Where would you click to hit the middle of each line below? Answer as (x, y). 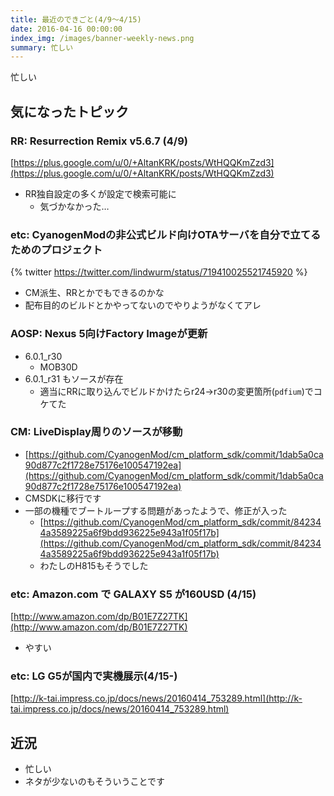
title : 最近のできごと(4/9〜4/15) (76, 19)
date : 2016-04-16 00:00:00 (66, 29)
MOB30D (58, 367)
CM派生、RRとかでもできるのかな (94, 293)
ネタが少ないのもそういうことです (95, 782)
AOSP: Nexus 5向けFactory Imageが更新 (109, 334)
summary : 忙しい (42, 47)
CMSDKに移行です (63, 498)
